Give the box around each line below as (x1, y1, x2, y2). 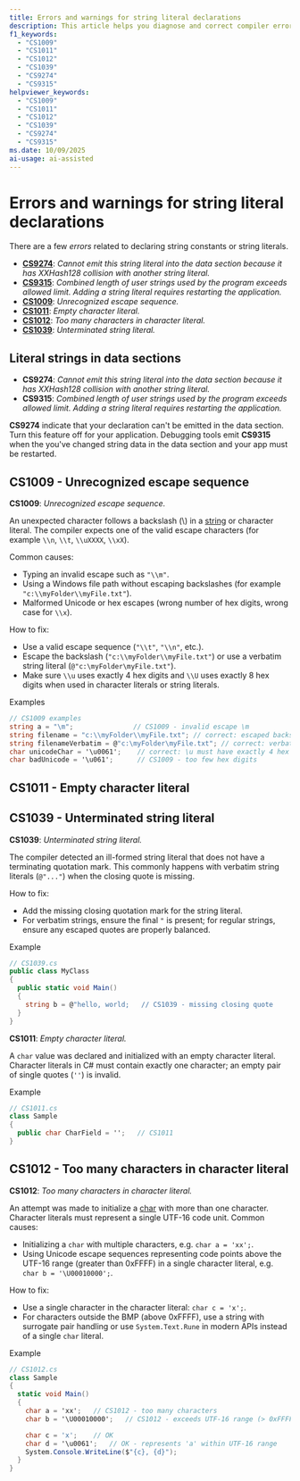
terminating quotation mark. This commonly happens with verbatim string (9, 861, 279, 871)
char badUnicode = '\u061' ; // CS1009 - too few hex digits (9, 755, 257, 764)
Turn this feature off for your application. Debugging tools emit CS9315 (9, 429, 271, 440)
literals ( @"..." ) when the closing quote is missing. (9, 870, 195, 881)
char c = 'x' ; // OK (25, 1430, 114, 1440)
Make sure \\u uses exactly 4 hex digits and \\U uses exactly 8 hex (21, 670, 270, 681)
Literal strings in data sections (9, 350, 181, 366)
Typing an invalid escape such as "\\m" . (21, 569, 170, 580)
